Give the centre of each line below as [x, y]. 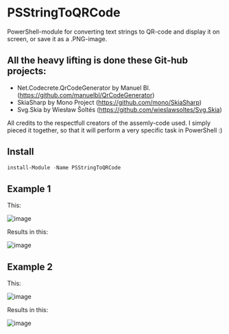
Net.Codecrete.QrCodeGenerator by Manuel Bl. [84, 88]
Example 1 [29, 189]
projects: [27, 71]
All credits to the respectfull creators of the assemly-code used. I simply [109, 123]
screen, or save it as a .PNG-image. [57, 38]
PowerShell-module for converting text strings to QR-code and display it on [113, 32]
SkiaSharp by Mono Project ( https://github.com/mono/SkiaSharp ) [109, 102]
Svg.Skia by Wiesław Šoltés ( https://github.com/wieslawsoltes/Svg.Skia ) [120, 109]
